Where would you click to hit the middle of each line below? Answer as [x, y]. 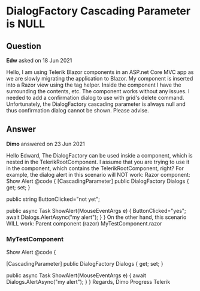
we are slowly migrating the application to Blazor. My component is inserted [100, 78]
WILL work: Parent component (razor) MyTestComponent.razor [84, 223]
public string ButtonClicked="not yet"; [53, 199]
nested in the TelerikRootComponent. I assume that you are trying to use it [98, 162]
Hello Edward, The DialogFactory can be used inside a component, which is [99, 155]
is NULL [26, 24]
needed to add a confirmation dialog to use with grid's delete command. [95, 98]
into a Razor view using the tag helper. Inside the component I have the [94, 85]
